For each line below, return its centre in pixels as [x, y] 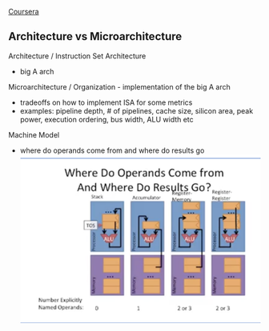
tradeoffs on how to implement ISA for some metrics [106, 102]
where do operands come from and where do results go [112, 150]
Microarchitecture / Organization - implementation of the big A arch [119, 86]
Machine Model [34, 134]
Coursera [24, 12]
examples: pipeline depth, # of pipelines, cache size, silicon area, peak [137, 110]
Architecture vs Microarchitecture [95, 36]
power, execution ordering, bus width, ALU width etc [106, 119]
